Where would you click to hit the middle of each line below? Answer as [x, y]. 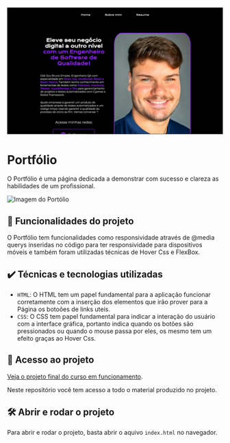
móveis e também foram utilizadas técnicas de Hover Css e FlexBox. [104, 252]
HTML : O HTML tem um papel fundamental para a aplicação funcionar [114, 294]
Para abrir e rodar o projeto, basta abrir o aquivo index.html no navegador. [112, 432]
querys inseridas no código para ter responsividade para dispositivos [105, 245]
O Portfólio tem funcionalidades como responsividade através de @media [111, 238]
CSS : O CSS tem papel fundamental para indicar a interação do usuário [116, 316]
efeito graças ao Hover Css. [56, 338]
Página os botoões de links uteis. [64, 309]
